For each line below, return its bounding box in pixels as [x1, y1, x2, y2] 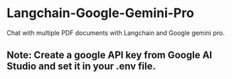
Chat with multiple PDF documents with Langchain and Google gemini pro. [6, 28, 225, 37]
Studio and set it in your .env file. [6, 60, 156, 73]
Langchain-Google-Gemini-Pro [6, 5, 194, 21]
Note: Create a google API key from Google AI [6, 49, 213, 61]
